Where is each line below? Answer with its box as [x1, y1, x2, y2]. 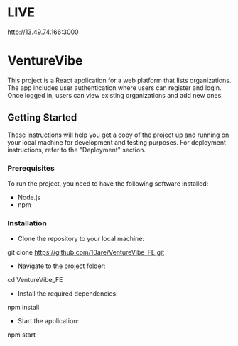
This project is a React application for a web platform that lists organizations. [7, 76, 232, 84]
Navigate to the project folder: [17, 262, 106, 270]
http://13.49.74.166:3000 [7, 28, 80, 36]
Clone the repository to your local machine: [17, 235, 144, 243]
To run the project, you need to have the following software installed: [7, 179, 209, 188]
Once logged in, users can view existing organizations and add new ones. [7, 91, 224, 99]
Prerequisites [7, 163, 55, 173]
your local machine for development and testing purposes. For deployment [7, 138, 226, 146]
